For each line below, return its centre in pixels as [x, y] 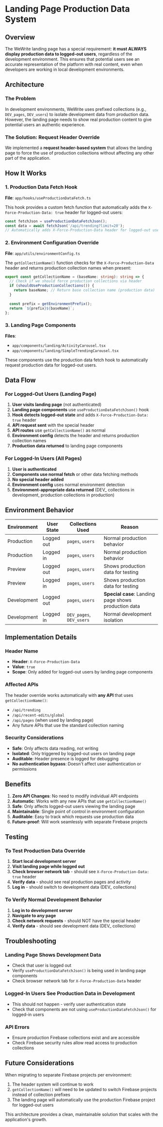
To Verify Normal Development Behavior [53, 900]
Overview [20, 37]
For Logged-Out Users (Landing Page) [51, 394]
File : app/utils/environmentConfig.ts [42, 253]
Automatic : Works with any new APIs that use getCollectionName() [79, 801]
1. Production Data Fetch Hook [41, 187]
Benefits [18, 784]
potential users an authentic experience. [45, 124]
